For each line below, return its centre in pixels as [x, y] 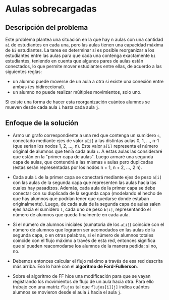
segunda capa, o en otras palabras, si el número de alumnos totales [83, 235]
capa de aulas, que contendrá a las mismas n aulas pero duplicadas [83, 162]
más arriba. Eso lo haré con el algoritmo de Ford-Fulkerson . [75, 266]
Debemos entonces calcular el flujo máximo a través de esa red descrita [88, 261]
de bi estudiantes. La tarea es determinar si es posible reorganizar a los [80, 50]
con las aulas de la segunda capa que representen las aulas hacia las [84, 183]
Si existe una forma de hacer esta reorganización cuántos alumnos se [78, 102]
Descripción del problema [47, 27]
